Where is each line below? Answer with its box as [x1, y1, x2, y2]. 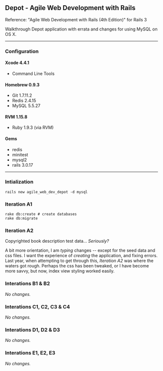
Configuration [5, 48, 39, 55]
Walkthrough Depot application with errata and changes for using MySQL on [5, 26, 158, 32]
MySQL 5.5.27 [12, 103, 41, 108]
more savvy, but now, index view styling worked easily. [5, 268, 115, 274]
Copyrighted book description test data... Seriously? [5, 238, 109, 244]
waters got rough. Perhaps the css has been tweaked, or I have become [5, 263, 149, 269]
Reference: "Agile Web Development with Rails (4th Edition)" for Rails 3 [5, 16, 147, 22]
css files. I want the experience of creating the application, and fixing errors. [5, 253, 158, 259]
